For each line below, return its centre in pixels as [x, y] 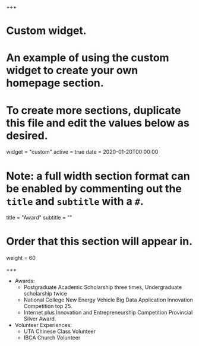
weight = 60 [21, 258]
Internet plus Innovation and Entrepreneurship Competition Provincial [108, 313]
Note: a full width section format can [98, 176]
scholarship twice [45, 294]
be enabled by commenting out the [94, 188]
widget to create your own [72, 70]
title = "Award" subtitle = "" [39, 218]
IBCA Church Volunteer [52, 338]
